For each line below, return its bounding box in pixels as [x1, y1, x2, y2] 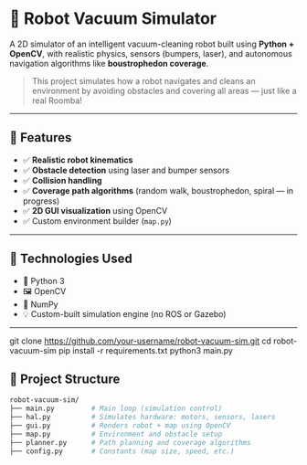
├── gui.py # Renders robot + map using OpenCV [9, 421, 231, 430]
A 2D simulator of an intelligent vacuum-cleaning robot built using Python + [9, 38, 295, 49]
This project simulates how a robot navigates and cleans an [31, 75, 256, 86]
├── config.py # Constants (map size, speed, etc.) [9, 447, 235, 456]
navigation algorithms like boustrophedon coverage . [9, 58, 209, 69]
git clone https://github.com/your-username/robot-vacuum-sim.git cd [9, 335, 272, 346]
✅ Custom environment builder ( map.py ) [22, 215, 172, 227]
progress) [22, 196, 60, 206]
